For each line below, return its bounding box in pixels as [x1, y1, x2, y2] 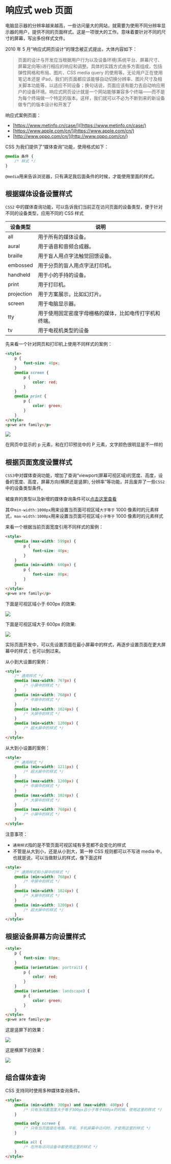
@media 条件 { [5, 154, 34, 159]
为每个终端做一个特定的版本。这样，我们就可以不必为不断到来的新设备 [17, 95, 165, 101]
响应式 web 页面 [5, 5, 73, 16]
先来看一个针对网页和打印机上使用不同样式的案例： [5, 341, 112, 347]
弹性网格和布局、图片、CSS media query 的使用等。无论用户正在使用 [17, 69, 163, 75]
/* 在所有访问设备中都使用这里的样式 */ [23, 1144, 98, 1149]
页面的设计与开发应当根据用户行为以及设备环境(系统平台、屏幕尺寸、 [17, 56, 162, 63]
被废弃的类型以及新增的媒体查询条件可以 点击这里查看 [5, 496, 117, 502]
